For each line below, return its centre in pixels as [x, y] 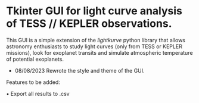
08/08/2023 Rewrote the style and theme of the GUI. [80, 70]
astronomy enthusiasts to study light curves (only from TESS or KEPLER [94, 46]
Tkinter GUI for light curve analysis [94, 11]
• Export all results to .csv [38, 93]
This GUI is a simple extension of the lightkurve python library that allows [96, 40]
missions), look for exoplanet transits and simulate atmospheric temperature [99, 52]
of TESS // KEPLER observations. [89, 24]
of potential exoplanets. [35, 59]
